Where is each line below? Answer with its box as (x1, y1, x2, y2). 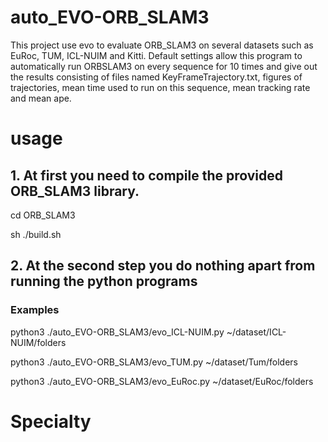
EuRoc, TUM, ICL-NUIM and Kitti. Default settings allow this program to (10, 49, 303, 61)
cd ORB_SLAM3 (10, 209, 76, 221)
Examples (10, 303, 60, 317)
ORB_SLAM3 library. (10, 182, 140, 200)
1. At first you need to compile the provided (10, 167, 284, 184)
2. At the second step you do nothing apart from (10, 257, 316, 275)
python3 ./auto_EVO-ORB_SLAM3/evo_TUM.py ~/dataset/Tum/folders (10, 356, 298, 368)
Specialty (10, 410, 92, 433)
